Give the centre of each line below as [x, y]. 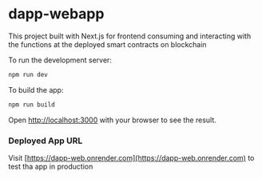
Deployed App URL [46, 141]
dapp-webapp [56, 14]
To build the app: [36, 89]
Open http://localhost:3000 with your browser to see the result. [113, 120]
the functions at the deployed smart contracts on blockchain [107, 44]
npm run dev [28, 74]
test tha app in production [51, 166]
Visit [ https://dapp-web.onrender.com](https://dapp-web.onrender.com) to [131, 157]
